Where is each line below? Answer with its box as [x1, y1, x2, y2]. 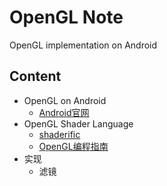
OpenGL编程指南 [38, 140, 109, 152]
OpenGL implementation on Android [9, 39, 158, 51]
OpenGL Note [9, 6, 124, 29]
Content [9, 68, 62, 85]
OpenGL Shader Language [23, 117, 134, 130]
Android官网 [38, 106, 90, 118]
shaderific [38, 128, 81, 140]
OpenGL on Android [23, 94, 107, 106]
